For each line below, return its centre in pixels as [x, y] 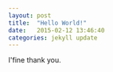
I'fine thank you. [35, 60]
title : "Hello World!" [48, 23]
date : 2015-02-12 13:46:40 [56, 30]
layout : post [30, 15]
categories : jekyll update [53, 38]
